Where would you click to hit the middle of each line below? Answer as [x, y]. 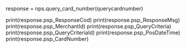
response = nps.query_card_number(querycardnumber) [74, 9]
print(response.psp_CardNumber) [47, 39]
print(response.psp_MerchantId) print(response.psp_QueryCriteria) [88, 26]
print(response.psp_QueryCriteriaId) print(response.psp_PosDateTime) [93, 33]
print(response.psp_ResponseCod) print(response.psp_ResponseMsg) [93, 20]
